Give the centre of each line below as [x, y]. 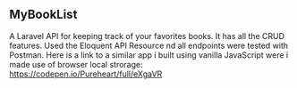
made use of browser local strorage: [76, 64]
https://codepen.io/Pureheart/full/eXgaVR [86, 74]
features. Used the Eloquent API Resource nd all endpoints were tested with [149, 45]
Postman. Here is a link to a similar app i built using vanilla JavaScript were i [149, 55]
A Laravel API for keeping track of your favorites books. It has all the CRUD [147, 36]
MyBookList [43, 15]
